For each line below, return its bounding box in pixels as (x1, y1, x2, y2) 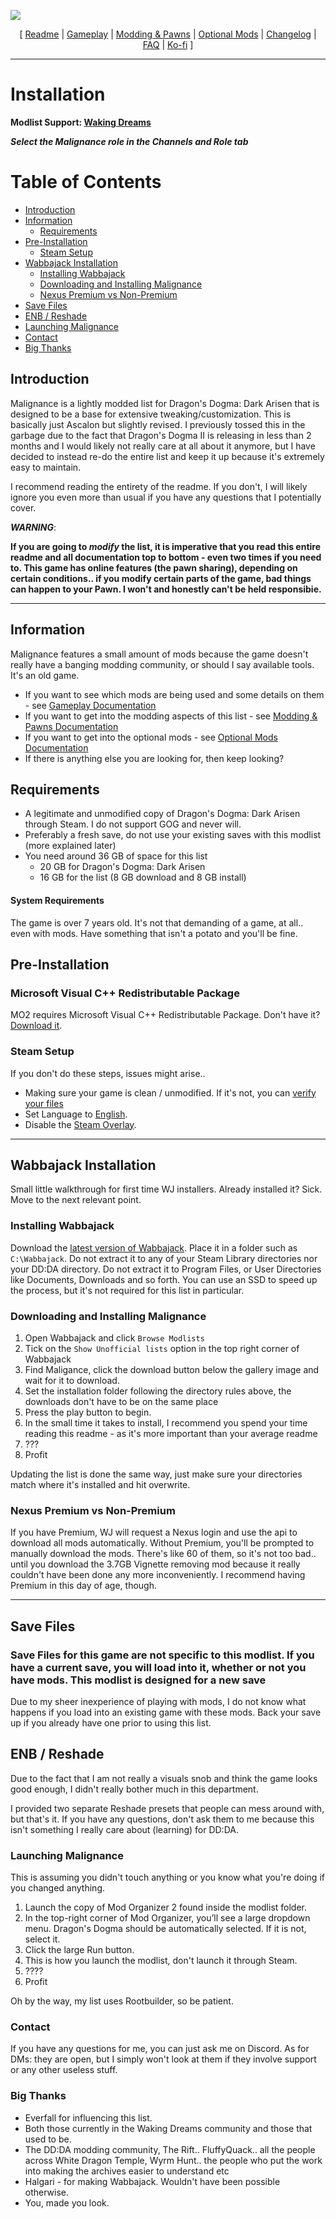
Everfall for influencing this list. (24, 2111, 153, 2124)
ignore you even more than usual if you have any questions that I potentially (10, 491, 322, 503)
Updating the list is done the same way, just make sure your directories (10, 1468, 303, 1480)
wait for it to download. (24, 1374, 120, 1386)
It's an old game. (10, 669, 80, 681)
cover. (10, 501, 37, 514)
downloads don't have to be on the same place (24, 1395, 219, 1407)
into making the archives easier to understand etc (24, 2165, 230, 2177)
